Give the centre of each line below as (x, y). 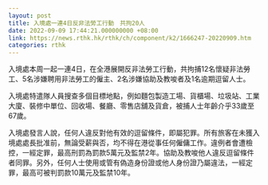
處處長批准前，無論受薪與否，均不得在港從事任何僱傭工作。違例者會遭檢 (134, 143)
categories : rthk (37, 45)
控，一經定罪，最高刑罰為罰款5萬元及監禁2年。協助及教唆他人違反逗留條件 (131, 153)
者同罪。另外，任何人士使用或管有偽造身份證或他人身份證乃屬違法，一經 (127, 163)
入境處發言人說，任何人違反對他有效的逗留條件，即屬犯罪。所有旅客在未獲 (130, 133)
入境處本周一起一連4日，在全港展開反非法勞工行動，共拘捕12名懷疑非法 (126, 69)
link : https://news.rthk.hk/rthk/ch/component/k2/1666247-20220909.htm (130, 38)
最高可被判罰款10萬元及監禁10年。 (79, 173)
